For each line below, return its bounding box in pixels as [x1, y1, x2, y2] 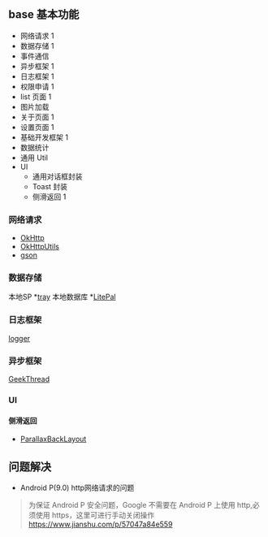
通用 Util [19, 153, 49, 162]
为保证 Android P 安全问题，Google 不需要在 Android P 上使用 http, [28, 500, 253, 509]
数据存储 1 [19, 41, 54, 50]
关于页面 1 [19, 112, 54, 122]
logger [8, 333, 31, 343]
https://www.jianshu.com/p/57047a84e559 [28, 519, 173, 529]
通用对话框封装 [32, 171, 83, 181]
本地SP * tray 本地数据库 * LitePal [8, 292, 116, 302]
